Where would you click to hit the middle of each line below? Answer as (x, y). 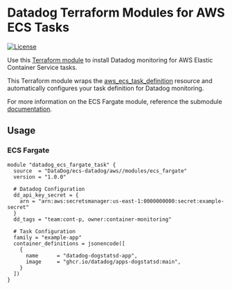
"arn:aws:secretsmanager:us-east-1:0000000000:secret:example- (131, 201)
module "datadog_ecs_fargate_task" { (62, 165)
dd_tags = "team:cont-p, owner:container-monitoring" (92, 219)
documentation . (30, 109)
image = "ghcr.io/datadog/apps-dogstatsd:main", (103, 262)
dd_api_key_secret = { (46, 195)
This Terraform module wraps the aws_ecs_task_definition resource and (110, 80)
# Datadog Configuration (49, 189)
